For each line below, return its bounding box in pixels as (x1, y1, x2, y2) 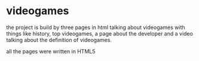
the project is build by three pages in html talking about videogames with (6, 24, 185, 31)
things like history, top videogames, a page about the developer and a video (6, 30, 193, 37)
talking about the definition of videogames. (6, 36, 112, 43)
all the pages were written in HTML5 (6, 47, 96, 54)
